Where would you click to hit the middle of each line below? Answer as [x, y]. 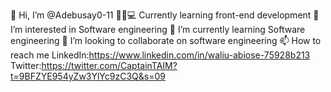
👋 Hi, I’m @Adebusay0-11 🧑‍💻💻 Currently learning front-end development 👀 [165, 15]
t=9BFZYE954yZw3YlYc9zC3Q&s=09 [88, 76]
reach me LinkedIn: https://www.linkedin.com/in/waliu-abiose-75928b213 [160, 55]
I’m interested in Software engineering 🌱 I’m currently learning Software [158, 29]
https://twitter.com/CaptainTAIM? [109, 65]
